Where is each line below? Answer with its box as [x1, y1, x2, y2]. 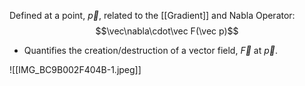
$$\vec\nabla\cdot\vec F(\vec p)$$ [95, 25, 239, 37]
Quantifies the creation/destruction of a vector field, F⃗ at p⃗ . [23, 45, 278, 56]
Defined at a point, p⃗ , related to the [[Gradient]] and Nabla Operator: [9, 10, 296, 21]
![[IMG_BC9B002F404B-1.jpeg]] [9, 64, 142, 75]
